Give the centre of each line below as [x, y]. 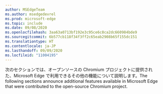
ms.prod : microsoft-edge [30, 19]
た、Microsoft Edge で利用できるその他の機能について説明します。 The [76, 76]
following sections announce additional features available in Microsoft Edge [81, 81]
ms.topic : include [24, 23]
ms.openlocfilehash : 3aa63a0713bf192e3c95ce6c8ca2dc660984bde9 [71, 32]
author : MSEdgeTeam [25, 10]
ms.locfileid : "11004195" [31, 55]
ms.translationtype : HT [29, 42]
